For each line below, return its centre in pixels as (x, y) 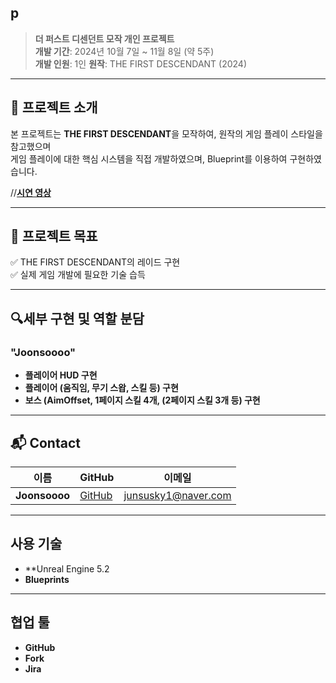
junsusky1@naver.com (177, 495)
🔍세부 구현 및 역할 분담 (77, 318)
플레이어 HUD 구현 (61, 375)
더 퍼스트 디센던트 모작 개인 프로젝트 (104, 38)
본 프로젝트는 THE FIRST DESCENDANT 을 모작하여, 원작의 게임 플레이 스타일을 (166, 133)
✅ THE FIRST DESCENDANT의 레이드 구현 (95, 262)
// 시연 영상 (31, 192)
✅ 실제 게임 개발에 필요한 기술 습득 (78, 275)
